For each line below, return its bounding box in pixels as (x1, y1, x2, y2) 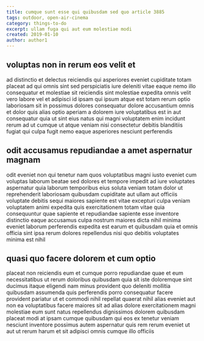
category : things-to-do (6, 20, 67, 26)
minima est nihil (6, 236, 46, 243)
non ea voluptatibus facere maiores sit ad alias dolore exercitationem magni (6, 302, 196, 309)
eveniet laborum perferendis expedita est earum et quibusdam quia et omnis (6, 223, 198, 230)
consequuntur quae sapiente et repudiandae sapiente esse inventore (6, 209, 179, 217)
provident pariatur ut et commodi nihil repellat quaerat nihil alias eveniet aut (6, 295, 195, 303)
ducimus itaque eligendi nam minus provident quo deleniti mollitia (6, 283, 171, 290)
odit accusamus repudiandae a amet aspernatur (6, 146, 193, 156)
